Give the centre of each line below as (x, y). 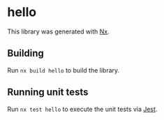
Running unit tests (48, 92)
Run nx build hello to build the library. (64, 70)
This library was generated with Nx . (58, 31)
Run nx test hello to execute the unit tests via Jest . (82, 109)
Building (25, 53)
